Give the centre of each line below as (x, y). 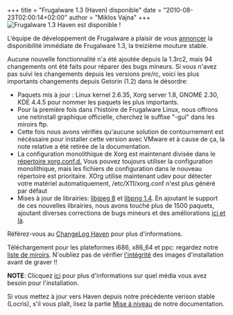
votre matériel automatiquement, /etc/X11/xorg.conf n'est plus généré (116, 183)
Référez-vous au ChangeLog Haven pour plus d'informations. (95, 234)
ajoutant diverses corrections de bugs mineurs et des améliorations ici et (121, 213)
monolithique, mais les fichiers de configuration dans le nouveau (110, 169)
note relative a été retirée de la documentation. (84, 146)
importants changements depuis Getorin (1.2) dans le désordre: (98, 81)
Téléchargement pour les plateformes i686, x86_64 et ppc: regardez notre (113, 247)
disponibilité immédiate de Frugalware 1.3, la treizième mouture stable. (107, 46)
